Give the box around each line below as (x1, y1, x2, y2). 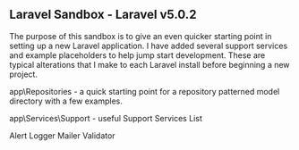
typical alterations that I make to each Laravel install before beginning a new (9, 59, 290, 70)
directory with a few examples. (9, 96, 123, 106)
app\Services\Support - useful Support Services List (9, 112, 203, 123)
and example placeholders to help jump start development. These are (9, 49, 266, 61)
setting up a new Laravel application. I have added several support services (9, 40, 288, 51)
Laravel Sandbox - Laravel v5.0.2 (9, 7, 197, 22)
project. (9, 69, 38, 79)
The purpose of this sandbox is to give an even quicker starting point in (9, 30, 272, 41)
